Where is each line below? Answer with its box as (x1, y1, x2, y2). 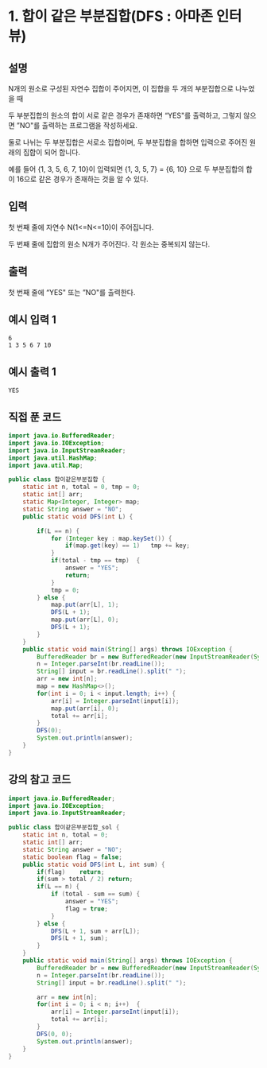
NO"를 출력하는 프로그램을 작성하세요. (19, 121, 137, 130)
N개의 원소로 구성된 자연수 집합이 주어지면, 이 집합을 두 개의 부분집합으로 (8, 84, 234, 93)
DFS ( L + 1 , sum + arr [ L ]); (50, 927, 141, 935)
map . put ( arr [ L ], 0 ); (50, 616, 119, 624)
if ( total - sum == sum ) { (50, 890, 141, 899)
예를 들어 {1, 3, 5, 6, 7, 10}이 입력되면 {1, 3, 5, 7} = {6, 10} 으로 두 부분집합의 (8, 165, 245, 173)
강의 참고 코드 (8, 773, 72, 786)
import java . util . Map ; (8, 461, 83, 469)
